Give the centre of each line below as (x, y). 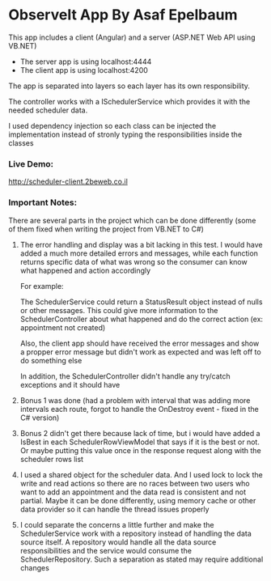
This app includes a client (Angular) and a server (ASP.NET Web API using (132, 37)
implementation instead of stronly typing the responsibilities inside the (125, 134)
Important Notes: (43, 202)
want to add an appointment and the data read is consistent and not (133, 492)
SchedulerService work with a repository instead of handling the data (136, 533)
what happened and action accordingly (85, 270)
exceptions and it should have (70, 384)
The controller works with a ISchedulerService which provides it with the (129, 101)
